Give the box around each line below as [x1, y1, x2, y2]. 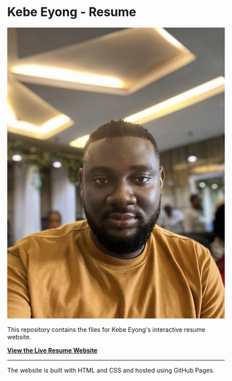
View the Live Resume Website [7, 346, 98, 354]
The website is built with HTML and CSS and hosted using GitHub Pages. [7, 366, 215, 374]
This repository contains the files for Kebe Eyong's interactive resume [7, 325, 206, 333]
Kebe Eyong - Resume [7, 4, 137, 20]
